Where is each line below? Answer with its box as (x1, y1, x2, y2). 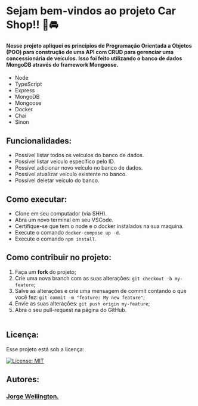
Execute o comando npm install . (14, 235, 97, 242)
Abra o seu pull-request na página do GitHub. (14, 306, 127, 313)
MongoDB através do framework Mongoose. (6, 61, 119, 68)
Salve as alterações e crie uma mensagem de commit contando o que (14, 287, 187, 294)
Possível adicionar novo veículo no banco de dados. (14, 164, 143, 171)
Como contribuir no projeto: (6, 252, 112, 263)
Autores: (6, 374, 40, 385)
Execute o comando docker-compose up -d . (14, 229, 120, 236)
